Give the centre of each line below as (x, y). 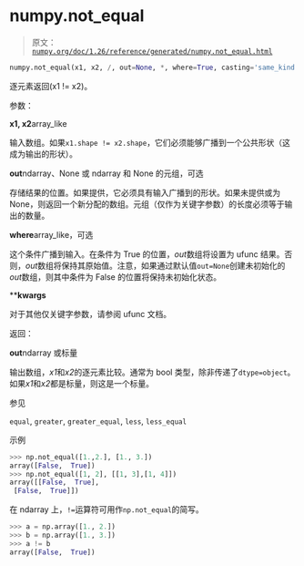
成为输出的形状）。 (43, 154)
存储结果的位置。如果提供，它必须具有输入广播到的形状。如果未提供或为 (145, 192)
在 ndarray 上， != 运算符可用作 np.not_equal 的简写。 (107, 509)
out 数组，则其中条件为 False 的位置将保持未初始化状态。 (115, 277)
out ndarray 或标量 (44, 353)
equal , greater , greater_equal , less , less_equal (98, 421)
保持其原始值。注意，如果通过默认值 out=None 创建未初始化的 (173, 265)
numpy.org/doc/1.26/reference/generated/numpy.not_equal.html (152, 51)
